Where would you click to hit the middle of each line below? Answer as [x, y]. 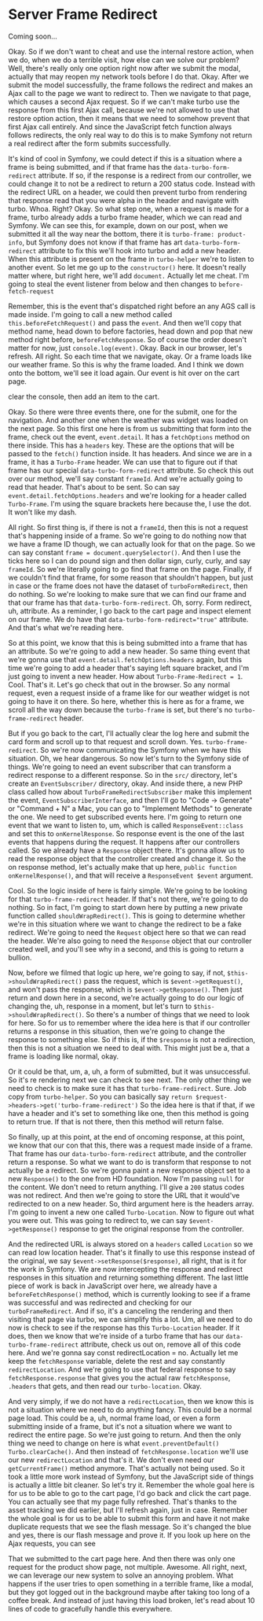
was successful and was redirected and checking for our [100, 1302]
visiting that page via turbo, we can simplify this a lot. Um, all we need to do [130, 1319]
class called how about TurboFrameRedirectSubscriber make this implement [130, 791]
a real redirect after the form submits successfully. [89, 143]
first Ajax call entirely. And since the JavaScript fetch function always [120, 127]
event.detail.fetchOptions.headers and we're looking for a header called [128, 495]
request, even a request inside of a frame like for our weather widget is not [129, 693]
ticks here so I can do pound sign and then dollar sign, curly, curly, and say [130, 561]
